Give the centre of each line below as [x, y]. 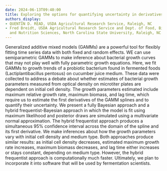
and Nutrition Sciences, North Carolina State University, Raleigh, [82, 33]
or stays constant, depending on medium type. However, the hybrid [74, 153]
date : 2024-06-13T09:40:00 [33, 10]
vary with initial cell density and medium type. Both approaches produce [79, 137]
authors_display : [23, 19]
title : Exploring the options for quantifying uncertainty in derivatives [84, 14]
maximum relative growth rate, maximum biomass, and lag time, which [77, 94]
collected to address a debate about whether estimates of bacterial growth [82, 79]
